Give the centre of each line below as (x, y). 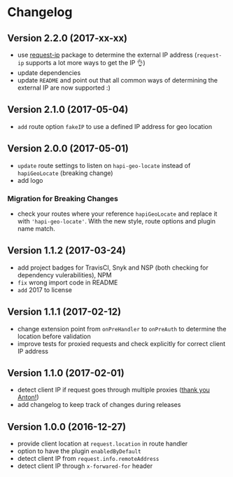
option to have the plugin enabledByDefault (79, 451)
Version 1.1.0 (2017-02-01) (66, 373)
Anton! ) (28, 397)
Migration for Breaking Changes (63, 198)
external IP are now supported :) (64, 88)
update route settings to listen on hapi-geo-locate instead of (104, 165)
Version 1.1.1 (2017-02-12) (64, 312)
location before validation (54, 336)
